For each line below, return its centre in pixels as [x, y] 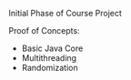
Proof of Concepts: [44, 30]
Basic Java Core [52, 48]
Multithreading [49, 58]
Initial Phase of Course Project [65, 13]
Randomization [50, 68]
